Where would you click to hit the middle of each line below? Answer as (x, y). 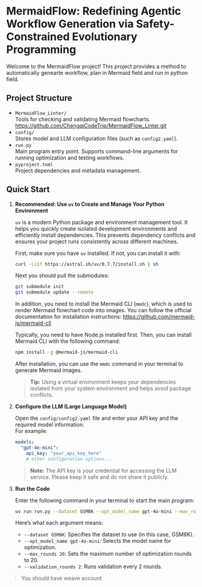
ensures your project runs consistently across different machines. (96, 241)
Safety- (155, 24)
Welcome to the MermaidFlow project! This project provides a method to (96, 66)
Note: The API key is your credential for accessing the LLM (103, 470)
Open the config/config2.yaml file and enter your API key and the (96, 419)
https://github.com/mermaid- (159, 317)
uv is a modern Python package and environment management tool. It (101, 222)
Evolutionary (105, 37)
